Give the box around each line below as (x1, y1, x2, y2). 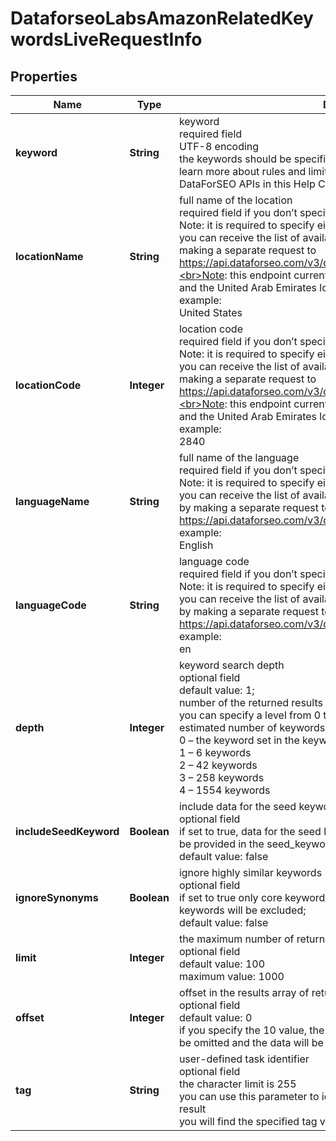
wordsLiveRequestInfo (10, 28, 203, 51)
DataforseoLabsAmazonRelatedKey (10, 7, 314, 30)
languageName (15, 495, 90, 508)
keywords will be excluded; (178, 903, 307, 917)
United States (178, 306, 243, 319)
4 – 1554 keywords (178, 783, 271, 797)
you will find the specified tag (178, 1115, 318, 1128)
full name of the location (178, 193, 293, 207)
